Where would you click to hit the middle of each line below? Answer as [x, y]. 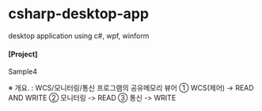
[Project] [23, 54]
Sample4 [23, 71]
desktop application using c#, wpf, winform [79, 36]
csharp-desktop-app [78, 14]
